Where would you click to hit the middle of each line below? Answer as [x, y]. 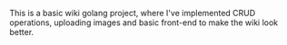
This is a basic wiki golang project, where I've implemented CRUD [133, 13]
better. [22, 32]
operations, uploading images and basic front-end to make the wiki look [144, 22]
